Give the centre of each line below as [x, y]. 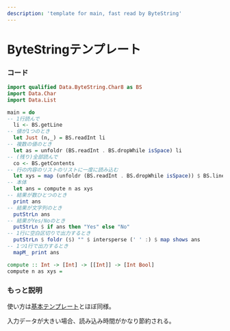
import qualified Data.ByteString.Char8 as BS [75, 87]
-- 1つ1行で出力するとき [38, 246]
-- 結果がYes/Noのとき [36, 221]
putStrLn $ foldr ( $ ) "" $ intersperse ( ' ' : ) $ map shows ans [107, 240]
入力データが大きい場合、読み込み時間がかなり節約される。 [91, 321]
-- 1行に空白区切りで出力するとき [49, 234]
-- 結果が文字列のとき [35, 208]
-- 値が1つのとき [28, 132]
